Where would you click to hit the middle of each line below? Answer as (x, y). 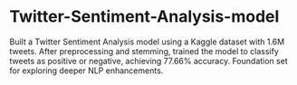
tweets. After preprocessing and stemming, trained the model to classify (144, 51)
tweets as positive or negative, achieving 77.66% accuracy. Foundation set (148, 61)
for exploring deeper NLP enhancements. (86, 71)
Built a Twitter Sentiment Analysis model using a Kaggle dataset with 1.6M (147, 42)
